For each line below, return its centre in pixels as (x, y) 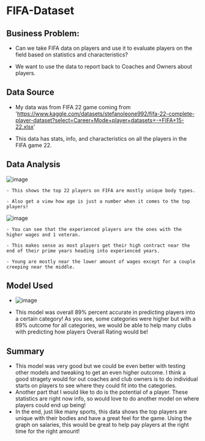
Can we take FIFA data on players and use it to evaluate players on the (104, 48)
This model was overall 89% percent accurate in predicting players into (105, 312)
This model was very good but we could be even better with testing (100, 366)
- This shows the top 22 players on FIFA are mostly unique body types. (101, 190)
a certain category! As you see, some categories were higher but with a (105, 319)
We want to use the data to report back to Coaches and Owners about (104, 66)
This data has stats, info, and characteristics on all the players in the (101, 138)
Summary (25, 351)
